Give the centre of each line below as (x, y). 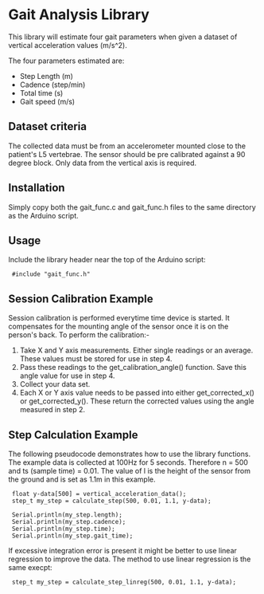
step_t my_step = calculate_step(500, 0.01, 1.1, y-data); (112, 501)
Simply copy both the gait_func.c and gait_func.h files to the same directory (132, 207)
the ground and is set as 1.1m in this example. (82, 479)
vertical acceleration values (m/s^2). (68, 45)
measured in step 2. (52, 410)
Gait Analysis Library (79, 15)
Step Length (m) (47, 76)
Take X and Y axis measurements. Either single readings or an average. (136, 350)
